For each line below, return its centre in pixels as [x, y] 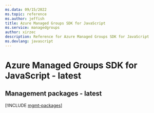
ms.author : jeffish [25, 19]
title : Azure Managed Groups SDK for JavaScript [55, 23]
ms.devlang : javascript [29, 41]
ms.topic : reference [26, 14]
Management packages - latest [54, 94]
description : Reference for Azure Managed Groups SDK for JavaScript [77, 37]
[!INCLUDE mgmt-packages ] [34, 105]
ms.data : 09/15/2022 [26, 9]
